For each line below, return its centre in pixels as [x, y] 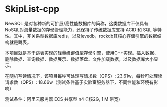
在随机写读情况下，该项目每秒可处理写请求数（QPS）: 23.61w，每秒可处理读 [83, 76]
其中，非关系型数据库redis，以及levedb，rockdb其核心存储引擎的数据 [85, 36]
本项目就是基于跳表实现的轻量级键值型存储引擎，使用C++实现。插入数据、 [82, 53]
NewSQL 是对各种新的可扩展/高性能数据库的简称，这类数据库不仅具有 [77, 23]
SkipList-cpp [32, 9]
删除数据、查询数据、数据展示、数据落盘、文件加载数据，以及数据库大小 [79, 59]
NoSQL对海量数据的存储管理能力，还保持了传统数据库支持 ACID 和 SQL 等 [81, 30]
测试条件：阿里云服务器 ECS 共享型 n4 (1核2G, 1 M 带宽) [63, 99]
